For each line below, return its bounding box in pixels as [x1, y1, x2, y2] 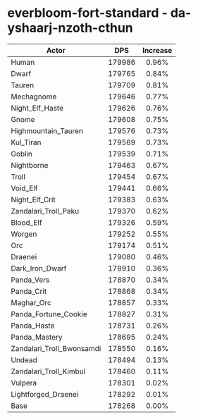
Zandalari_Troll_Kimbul [11, 366, 86, 376]
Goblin [11, 149, 33, 159]
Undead [11, 354, 37, 364]
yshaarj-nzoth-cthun [7, 20, 134, 36]
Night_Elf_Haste [11, 103, 64, 113]
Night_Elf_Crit [11, 194, 56, 204]
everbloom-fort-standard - [7, 5, 168, 21]
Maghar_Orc [11, 297, 51, 307]
